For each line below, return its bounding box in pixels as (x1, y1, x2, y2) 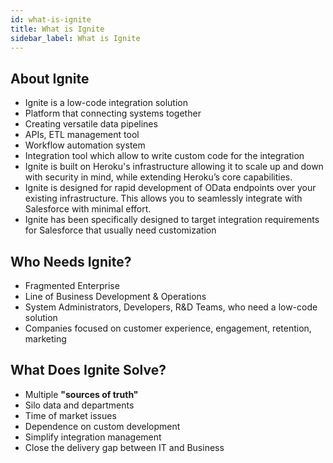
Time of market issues (24, 409, 117, 421)
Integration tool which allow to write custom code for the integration (24, 150, 305, 162)
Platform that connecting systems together (24, 107, 202, 120)
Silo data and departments (24, 399, 135, 411)
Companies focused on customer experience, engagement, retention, (24, 322, 312, 334)
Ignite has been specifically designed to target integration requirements (24, 214, 320, 226)
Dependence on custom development (24, 420, 181, 432)
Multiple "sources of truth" (24, 388, 139, 400)
